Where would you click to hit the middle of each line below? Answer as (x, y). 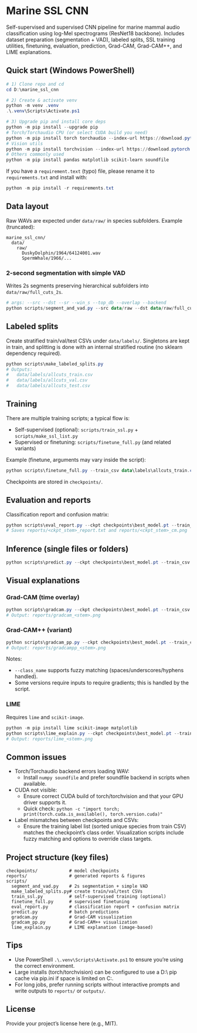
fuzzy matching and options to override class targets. (88, 839)
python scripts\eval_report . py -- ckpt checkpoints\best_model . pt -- (91, 525)
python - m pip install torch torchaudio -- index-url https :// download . (95, 138)
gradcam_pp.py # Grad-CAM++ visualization (74, 923)
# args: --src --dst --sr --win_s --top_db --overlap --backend (86, 303)
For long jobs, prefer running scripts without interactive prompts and (97, 984)
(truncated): (21, 227)
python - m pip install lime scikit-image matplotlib (72, 728)
